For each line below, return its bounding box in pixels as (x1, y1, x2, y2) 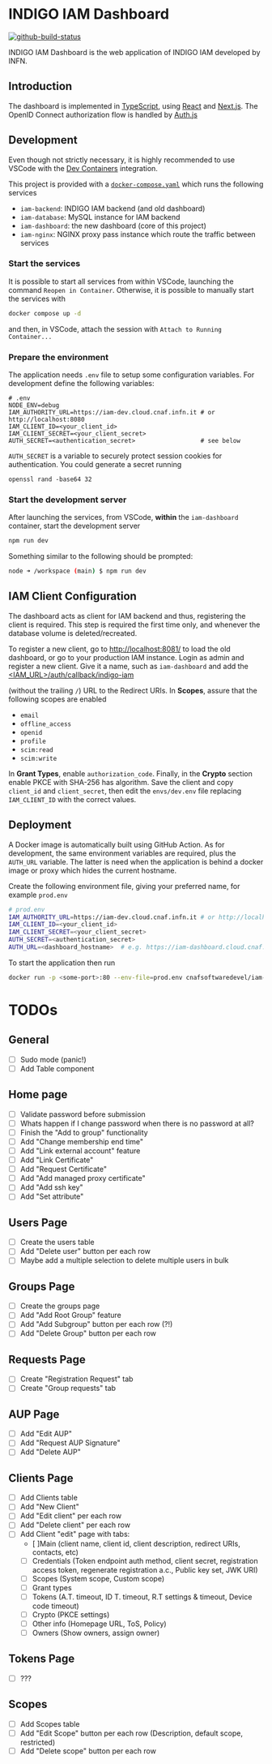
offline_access (19, 719, 72, 728)
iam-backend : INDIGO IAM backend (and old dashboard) (19, 204, 206, 213)
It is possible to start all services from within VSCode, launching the (8, 277, 234, 286)
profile (19, 737, 46, 745)
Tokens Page (8, 1652, 75, 1666)
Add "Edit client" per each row (19, 1511, 122, 1521)
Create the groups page (19, 1301, 100, 1311)
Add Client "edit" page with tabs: (19, 1530, 130, 1539)
